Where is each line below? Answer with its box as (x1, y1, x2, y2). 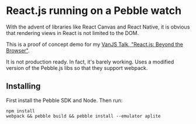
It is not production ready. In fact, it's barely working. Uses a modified (6, 58, 174, 65)
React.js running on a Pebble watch (6, 4, 182, 17)
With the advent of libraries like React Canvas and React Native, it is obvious (6, 23, 190, 30)
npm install (6, 108, 35, 114)
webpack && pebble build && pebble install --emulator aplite (6, 113, 161, 119)
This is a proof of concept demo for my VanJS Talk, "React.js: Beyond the (6, 41, 183, 48)
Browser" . (6, 47, 30, 54)
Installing (6, 82, 41, 91)
